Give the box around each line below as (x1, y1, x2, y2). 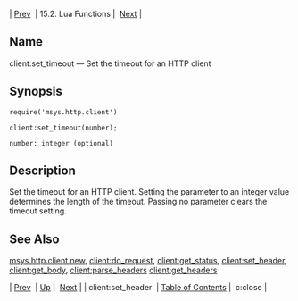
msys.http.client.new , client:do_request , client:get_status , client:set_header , (9, 255, 287, 266)
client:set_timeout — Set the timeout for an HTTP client (9, 58, 211, 69)
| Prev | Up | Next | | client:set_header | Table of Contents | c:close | (9, 282, 268, 293)
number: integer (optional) (9, 138, 114, 147)
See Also (9, 231, 60, 247)
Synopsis (9, 84, 62, 99)
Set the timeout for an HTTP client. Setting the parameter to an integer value (9, 187, 290, 197)
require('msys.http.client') (9, 107, 118, 116)
